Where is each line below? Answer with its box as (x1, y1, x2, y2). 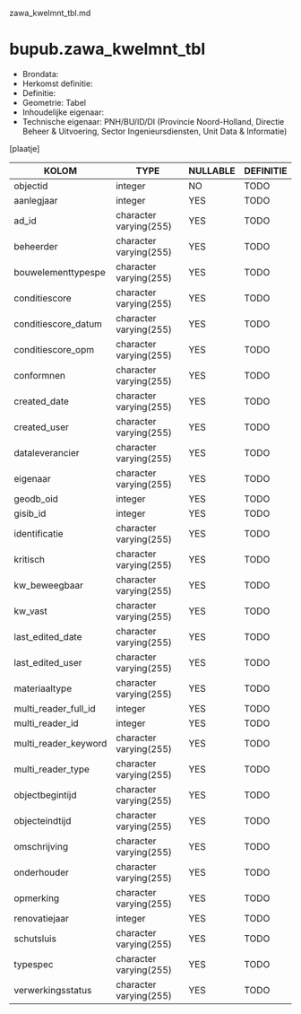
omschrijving (13, 840, 69, 852)
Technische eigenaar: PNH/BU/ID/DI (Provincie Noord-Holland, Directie (21, 116, 285, 127)
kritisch (13, 553, 45, 565)
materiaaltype (13, 682, 73, 695)
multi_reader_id (13, 717, 79, 730)
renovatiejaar (13, 912, 70, 924)
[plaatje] (9, 143, 40, 153)
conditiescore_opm (13, 343, 95, 355)
